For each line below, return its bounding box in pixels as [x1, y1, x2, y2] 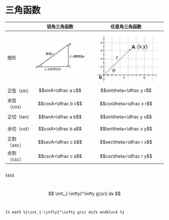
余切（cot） [7, 126, 32, 132]
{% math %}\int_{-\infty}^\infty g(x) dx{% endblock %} [5, 209, 125, 214]
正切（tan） [7, 114, 32, 120]
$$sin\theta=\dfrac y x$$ [100, 114, 152, 120]
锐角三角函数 [47, 24, 74, 30]
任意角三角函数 [110, 24, 142, 30]
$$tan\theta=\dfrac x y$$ [100, 125, 152, 131]
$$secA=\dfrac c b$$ [38, 139, 82, 145]
